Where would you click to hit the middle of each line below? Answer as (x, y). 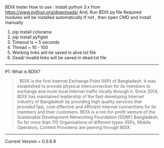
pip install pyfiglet (30, 37)
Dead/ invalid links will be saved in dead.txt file (59, 58)
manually (14, 22)
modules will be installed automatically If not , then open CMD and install (78, 17)
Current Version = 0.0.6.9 (31, 141)
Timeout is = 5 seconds (36, 42)
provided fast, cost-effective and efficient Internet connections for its (86, 107)
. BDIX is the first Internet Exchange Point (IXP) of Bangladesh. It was (86, 81)
